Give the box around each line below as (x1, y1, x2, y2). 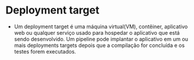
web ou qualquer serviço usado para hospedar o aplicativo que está (14, 29, 180, 36)
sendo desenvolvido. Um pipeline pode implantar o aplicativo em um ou (14, 35, 189, 42)
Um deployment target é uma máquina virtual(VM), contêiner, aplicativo (14, 23, 188, 30)
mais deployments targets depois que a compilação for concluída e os (14, 42, 185, 49)
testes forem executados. (14, 48, 76, 55)
